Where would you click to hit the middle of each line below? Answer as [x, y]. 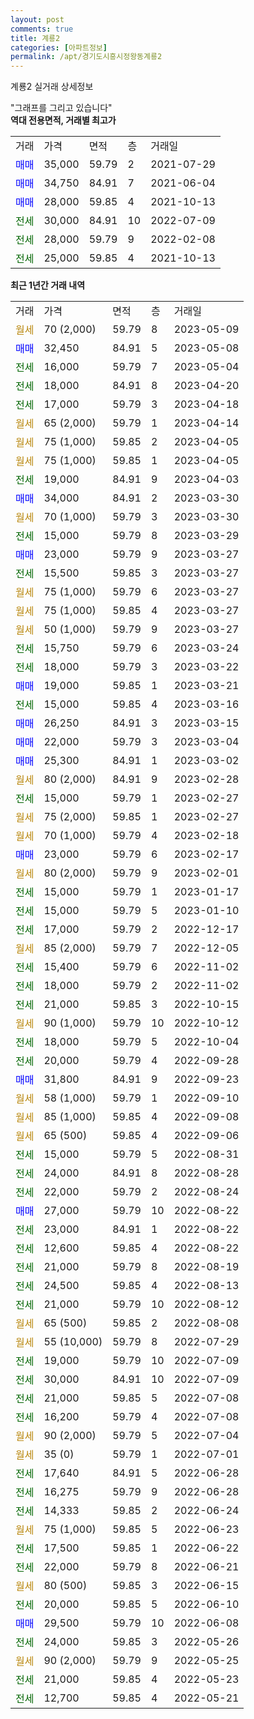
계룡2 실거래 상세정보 [52, 87]
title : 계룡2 [35, 38]
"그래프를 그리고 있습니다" [61, 108]
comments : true [42, 29]
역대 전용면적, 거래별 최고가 [63, 120]
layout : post [37, 19]
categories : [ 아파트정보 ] [59, 47]
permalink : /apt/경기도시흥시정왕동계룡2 [86, 57]
